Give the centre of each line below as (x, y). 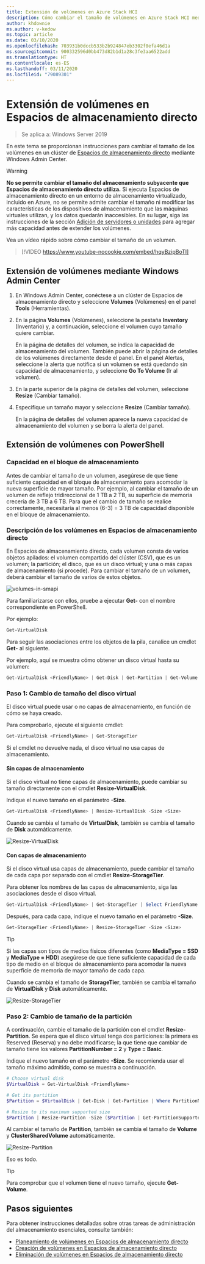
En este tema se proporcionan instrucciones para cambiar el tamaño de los (101, 146)
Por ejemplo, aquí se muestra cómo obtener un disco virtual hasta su (93, 660)
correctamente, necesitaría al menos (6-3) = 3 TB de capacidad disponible (100, 508)
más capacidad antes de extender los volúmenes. (69, 228)
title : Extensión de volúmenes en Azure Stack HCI (72, 12)
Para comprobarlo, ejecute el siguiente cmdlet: (65, 725)
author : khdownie (28, 23)
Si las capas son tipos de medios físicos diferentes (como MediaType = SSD (102, 951)
